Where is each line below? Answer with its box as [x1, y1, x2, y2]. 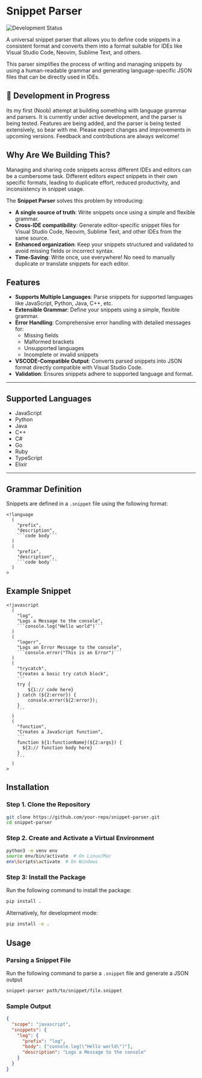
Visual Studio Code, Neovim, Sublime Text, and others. [6, 48, 142, 56]
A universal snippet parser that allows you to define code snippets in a [6, 36, 180, 43]
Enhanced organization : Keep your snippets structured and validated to [14, 240, 194, 248]
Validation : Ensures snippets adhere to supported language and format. [14, 370, 194, 378]
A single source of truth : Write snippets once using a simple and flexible [14, 208, 195, 215]
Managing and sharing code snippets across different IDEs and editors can [6, 166, 191, 173]
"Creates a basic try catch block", [17, 671, 109, 677]
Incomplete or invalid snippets [23, 351, 99, 359]
